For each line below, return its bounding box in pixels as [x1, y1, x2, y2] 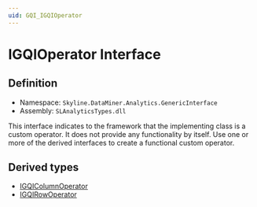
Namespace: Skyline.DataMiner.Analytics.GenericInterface [19, 98, 218, 107]
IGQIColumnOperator [19, 182, 88, 191]
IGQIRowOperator [19, 190, 77, 199]
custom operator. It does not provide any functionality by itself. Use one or [8, 129, 249, 139]
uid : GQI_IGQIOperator [8, 11, 83, 20]
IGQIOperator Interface [8, 45, 161, 63]
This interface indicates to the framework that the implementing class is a [8, 121, 246, 131]
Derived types [8, 161, 79, 174]
